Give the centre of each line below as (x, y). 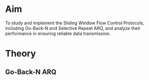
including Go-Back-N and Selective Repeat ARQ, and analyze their (73, 28)
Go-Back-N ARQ (31, 72)
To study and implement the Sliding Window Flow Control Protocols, (75, 23)
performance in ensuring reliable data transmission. (58, 33)
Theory (21, 54)
